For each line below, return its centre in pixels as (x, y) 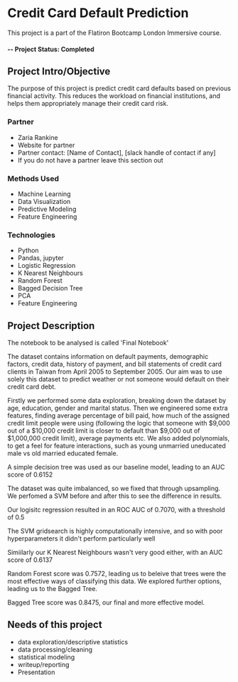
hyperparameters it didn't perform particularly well (81, 538)
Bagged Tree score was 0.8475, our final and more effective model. (106, 602)
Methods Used (33, 178)
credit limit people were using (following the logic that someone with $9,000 (119, 423)
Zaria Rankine (38, 137)
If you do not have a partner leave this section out (90, 160)
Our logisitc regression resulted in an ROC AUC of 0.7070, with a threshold (116, 510)
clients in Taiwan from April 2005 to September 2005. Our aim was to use (115, 372)
